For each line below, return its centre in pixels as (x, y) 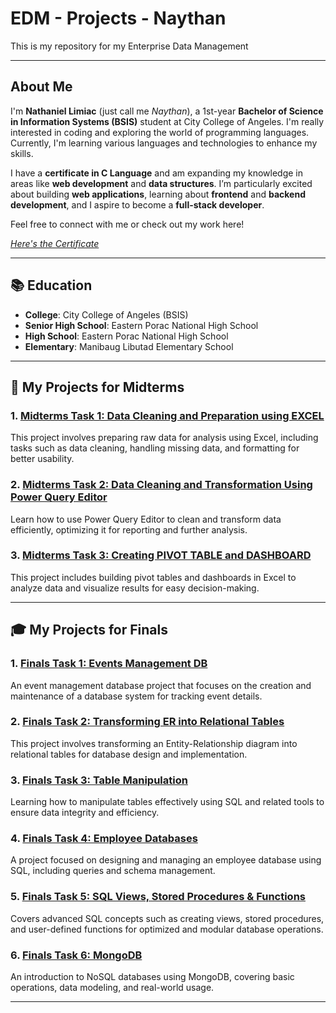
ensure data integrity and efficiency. (85, 813)
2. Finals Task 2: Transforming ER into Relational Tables (147, 722)
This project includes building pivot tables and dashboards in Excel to (153, 577)
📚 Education (51, 285)
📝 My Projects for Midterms (97, 387)
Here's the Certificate (55, 243)
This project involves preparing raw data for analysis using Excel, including (164, 438)
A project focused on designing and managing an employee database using (166, 860)
